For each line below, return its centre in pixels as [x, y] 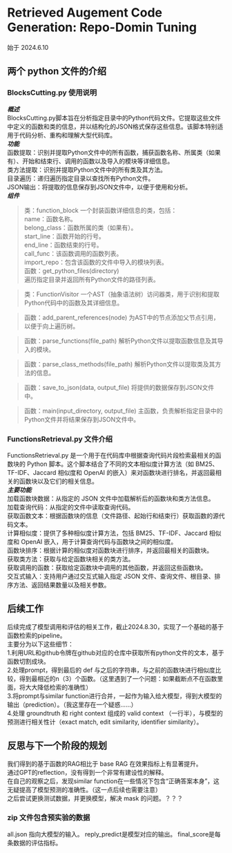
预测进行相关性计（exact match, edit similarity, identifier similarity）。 [105, 722]
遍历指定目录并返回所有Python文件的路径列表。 [92, 279]
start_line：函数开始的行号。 [64, 236]
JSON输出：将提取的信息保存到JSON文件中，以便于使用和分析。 [99, 187]
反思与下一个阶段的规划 [57, 746]
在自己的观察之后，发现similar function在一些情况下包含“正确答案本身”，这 [113, 781]
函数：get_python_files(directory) [71, 270]
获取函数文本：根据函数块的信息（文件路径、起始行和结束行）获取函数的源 [113, 516]
